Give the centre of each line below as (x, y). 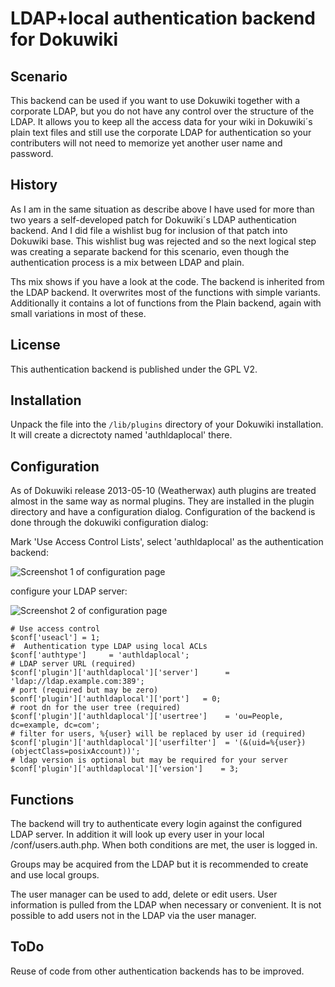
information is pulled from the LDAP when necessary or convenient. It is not (166, 905)
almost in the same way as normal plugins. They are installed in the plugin (162, 501)
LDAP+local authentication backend (163, 18)
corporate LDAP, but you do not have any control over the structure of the (162, 111)
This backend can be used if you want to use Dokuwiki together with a (155, 100)
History (34, 185)
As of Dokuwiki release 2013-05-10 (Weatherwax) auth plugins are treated (163, 491)
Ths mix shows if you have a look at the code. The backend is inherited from (167, 281)
